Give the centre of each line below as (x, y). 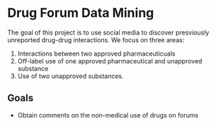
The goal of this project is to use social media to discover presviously (108, 32)
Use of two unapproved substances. (70, 76)
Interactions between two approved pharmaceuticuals (96, 53)
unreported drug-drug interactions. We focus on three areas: (96, 39)
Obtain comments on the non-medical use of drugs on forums (108, 115)
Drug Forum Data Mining (81, 13)
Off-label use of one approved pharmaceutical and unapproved (110, 61)
